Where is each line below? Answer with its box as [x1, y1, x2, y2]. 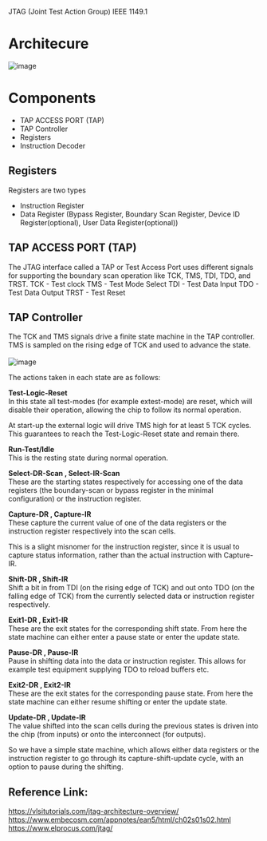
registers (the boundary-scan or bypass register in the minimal [8, 486, 214, 495]
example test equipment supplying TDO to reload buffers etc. [8, 664, 210, 674]
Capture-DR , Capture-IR [8, 510, 92, 519]
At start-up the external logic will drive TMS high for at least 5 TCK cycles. [8, 421, 252, 430]
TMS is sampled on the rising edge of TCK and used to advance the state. [8, 340, 251, 350]
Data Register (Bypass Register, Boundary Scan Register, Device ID [19, 209, 241, 219]
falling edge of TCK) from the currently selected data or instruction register [8, 591, 255, 601]
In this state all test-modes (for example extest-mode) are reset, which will [8, 397, 253, 407]
